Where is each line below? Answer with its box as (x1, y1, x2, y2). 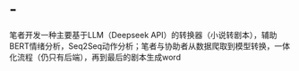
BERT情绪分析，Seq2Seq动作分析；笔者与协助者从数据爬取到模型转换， (9, 40, 275, 51)
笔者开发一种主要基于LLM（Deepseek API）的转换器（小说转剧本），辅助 (9, 29, 278, 40)
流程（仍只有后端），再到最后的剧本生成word (16, 51, 182, 62)
